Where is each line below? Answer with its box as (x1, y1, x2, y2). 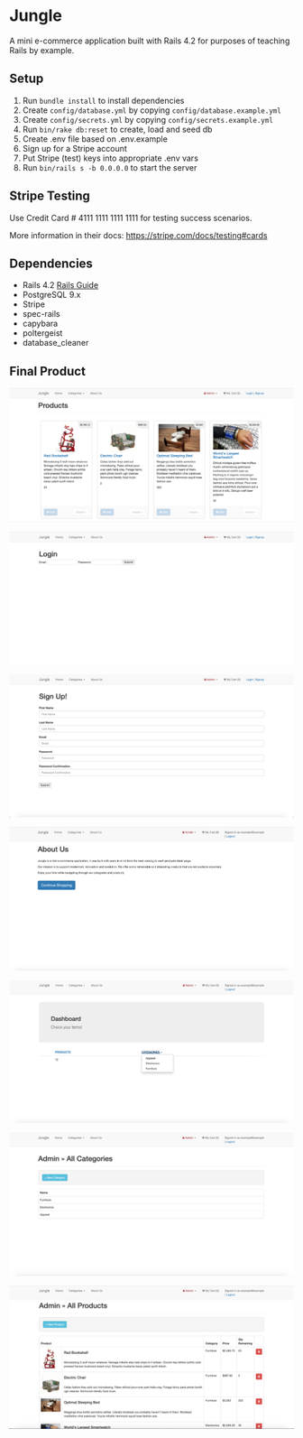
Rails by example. (9, 44, 75, 55)
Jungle (9, 5, 63, 26)
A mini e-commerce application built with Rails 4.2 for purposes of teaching (9, 35, 290, 46)
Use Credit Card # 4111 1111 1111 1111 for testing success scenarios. (9, 212, 252, 223)
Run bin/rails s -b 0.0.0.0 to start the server (22, 162, 197, 172)
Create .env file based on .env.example (22, 133, 169, 144)
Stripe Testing (9, 189, 90, 204)
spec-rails (22, 309, 60, 320)
